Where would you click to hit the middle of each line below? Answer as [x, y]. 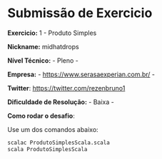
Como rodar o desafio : [41, 116]
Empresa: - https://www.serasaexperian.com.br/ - [81, 74]
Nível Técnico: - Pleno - [43, 60]
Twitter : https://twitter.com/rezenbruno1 [66, 88]
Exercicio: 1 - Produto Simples [52, 33]
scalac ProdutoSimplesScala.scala [59, 143]
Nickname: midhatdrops [44, 46]
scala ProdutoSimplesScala [47, 149]
